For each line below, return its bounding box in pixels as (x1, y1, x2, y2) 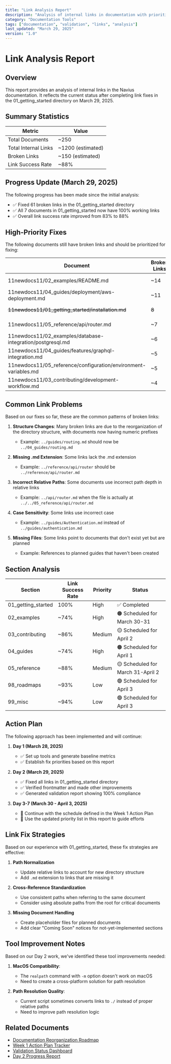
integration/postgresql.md (8, 339, 70, 346)
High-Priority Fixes (5, 228, 67, 237)
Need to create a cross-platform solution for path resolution (20, 978, 146, 984)
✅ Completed (117, 601, 149, 608)
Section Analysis (5, 565, 60, 573)
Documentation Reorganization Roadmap (12, 1037, 99, 1043)
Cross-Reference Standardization (12, 884, 86, 890)
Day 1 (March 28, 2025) (12, 743, 64, 749)
